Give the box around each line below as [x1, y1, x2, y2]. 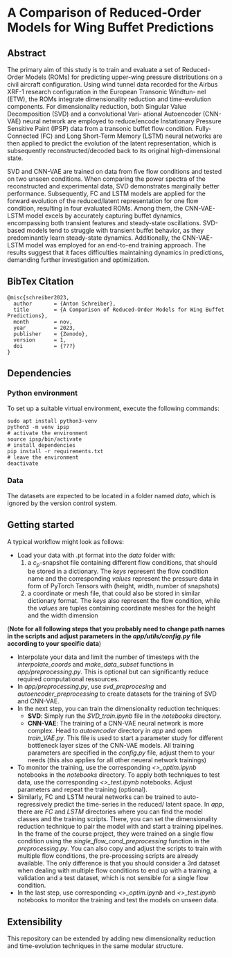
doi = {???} [13, 342, 76, 349]
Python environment [7, 388, 78, 398]
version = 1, [13, 336, 67, 344]
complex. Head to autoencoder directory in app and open [27, 726, 193, 735]
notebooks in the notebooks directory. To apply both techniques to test [17, 771, 220, 779]
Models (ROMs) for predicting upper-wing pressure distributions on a [25, 73, 223, 81]
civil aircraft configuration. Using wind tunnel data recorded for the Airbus [7, 80, 218, 88]
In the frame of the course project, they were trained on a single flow [17, 829, 214, 838]
